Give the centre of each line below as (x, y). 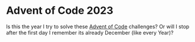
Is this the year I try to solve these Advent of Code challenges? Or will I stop (98, 26)
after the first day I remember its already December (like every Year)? (90, 32)
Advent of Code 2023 (60, 11)
